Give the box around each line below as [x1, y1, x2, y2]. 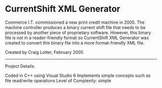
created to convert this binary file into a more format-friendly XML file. [5, 40, 145, 45]
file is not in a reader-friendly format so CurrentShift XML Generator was [5, 35, 149, 41]
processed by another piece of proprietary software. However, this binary [5, 29, 151, 35]
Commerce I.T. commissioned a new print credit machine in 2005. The [5, 19, 145, 25]
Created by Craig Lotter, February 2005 [5, 49, 83, 55]
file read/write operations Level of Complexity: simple [5, 77, 111, 83]
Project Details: [5, 63, 35, 69]
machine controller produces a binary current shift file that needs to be [5, 24, 146, 30]
